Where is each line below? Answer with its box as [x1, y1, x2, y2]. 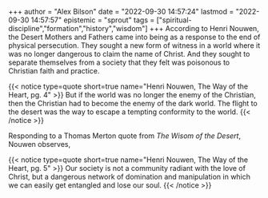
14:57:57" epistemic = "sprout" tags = [30, 15, 155, 25]
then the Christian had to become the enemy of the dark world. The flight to [8, 99, 258, 108]
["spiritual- [156, 15, 192, 25]
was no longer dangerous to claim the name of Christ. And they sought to [8, 49, 250, 58]
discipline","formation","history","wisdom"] [8, 24, 148, 33]
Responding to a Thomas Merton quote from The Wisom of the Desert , [8, 131, 242, 141]
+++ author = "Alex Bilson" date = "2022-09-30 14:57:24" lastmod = [8, 7, 234, 16]
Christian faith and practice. [8, 66, 100, 75]
